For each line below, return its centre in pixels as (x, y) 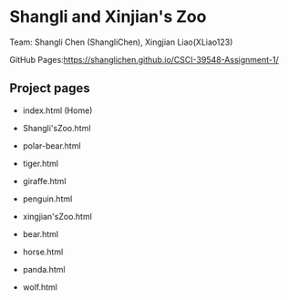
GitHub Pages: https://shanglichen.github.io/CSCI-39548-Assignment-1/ (144, 59)
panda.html (44, 269)
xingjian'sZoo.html (57, 216)
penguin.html (47, 199)
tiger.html (41, 163)
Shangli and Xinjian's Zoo (108, 17)
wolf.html (40, 287)
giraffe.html (44, 181)
